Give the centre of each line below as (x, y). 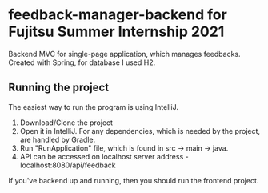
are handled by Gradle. (58, 139)
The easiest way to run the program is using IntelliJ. (93, 107)
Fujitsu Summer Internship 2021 (116, 32)
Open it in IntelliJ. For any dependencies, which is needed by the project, (140, 131)
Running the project (59, 88)
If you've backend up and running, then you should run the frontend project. (134, 180)
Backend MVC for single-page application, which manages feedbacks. (124, 54)
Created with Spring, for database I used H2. (82, 62)
